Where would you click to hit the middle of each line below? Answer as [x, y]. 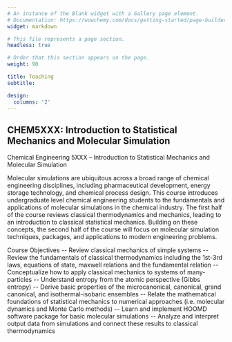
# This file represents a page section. [66, 39]
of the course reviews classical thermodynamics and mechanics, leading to [114, 215]
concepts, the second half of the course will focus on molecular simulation [113, 229]
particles [20, 280]
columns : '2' [32, 102]
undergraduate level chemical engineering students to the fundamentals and [116, 200]
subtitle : [21, 83]
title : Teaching [30, 77]
